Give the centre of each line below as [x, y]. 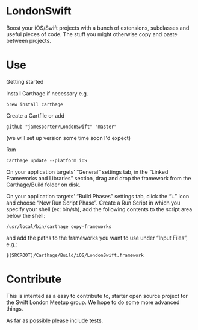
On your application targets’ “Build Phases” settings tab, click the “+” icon [98, 196]
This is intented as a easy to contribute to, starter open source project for [97, 296]
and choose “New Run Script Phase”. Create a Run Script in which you [93, 203]
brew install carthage [35, 104]
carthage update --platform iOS [47, 160]
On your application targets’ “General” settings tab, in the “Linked [87, 172]
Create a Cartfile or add [36, 115]
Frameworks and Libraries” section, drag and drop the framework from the [99, 178]
